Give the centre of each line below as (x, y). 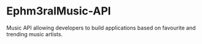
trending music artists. (35, 34)
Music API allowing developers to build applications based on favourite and (101, 28)
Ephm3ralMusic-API (59, 11)
